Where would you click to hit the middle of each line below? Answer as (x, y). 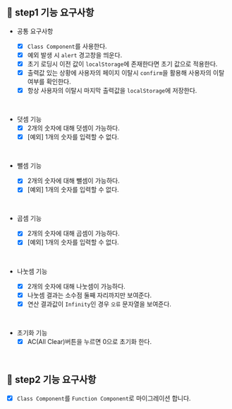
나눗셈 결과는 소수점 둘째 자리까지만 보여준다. (90, 295)
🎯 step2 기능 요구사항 (51, 380)
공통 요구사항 (35, 31)
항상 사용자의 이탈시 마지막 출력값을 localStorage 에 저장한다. (112, 91)
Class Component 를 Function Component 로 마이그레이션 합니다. (104, 398)
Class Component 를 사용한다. (67, 46)
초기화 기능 (32, 333)
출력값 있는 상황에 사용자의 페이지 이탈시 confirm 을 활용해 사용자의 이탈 (126, 73)
